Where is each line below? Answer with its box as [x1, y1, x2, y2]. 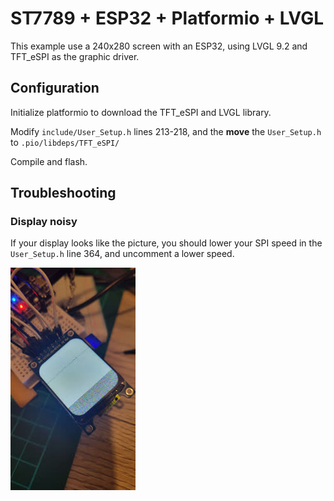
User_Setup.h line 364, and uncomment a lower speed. [10, 248, 235, 260]
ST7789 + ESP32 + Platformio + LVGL [10, 7, 324, 30]
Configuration [10, 80, 100, 97]
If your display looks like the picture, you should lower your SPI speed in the [10, 237, 323, 249]
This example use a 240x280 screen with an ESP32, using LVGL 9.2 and [10, 40, 308, 52]
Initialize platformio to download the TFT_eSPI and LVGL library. [10, 106, 272, 118]
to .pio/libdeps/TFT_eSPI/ [10, 136, 120, 148]
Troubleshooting [10, 185, 117, 202]
